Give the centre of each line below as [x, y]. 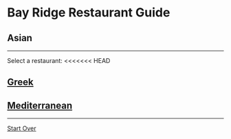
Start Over [22, 129]
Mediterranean [40, 105]
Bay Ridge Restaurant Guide [89, 13]
